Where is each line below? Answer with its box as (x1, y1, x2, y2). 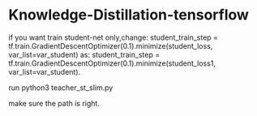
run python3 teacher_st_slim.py (8, 83, 114, 92)
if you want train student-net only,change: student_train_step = (8, 32, 219, 42)
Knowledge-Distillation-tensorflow (8, 6, 250, 24)
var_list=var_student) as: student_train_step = (8, 49, 161, 59)
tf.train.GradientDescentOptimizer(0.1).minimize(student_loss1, (8, 58, 216, 68)
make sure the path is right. (8, 98, 100, 108)
